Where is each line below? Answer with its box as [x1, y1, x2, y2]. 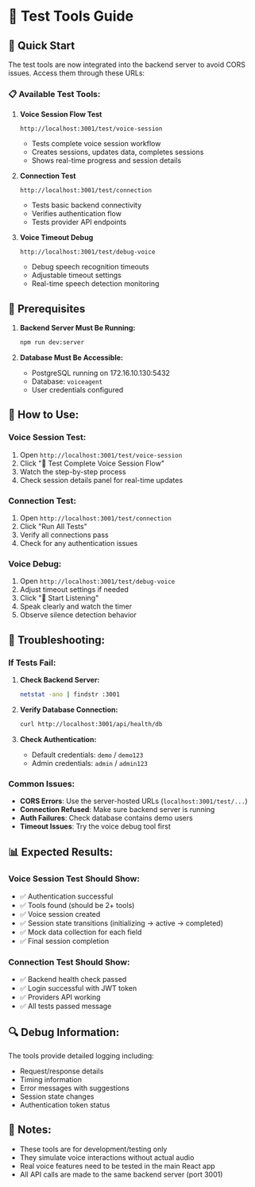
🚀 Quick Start [8, 39, 75, 52]
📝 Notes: [8, 1123, 52, 1137]
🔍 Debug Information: [8, 1026, 120, 1039]
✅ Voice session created [19, 909, 101, 918]
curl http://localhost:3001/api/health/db [19, 720, 163, 728]
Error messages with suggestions [19, 1083, 129, 1092]
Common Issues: [8, 778, 75, 789]
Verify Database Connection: [19, 705, 118, 714]
